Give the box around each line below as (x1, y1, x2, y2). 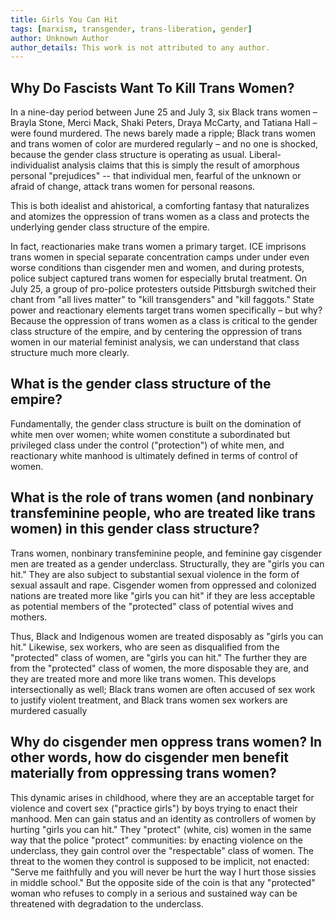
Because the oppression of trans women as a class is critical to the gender (10, 315, 318, 327)
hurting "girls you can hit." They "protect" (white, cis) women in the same (10, 823, 312, 835)
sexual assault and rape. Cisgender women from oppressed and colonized (10, 579, 317, 591)
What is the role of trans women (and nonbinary (10, 489, 314, 506)
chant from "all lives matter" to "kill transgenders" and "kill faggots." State (10, 294, 315, 306)
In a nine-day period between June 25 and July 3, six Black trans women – (10, 106, 318, 118)
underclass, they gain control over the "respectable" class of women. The (10, 844, 314, 856)
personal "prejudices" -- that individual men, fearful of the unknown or (10, 170, 302, 182)
